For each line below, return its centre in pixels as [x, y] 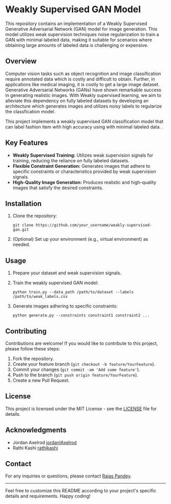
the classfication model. [30, 111]
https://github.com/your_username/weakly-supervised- [94, 225]
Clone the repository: [35, 216]
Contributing [26, 331]
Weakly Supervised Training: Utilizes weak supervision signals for [83, 155]
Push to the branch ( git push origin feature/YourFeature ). [75, 375]
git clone [23, 225]
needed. [21, 245]
